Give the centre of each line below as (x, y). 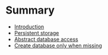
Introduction (29, 27)
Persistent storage (36, 33)
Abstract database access (46, 39)
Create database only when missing (58, 46)
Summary (30, 10)
